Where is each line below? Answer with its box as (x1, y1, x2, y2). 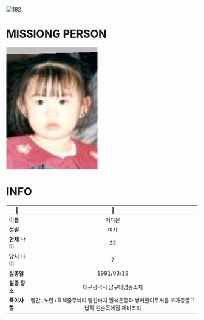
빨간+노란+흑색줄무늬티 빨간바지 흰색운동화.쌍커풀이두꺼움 (30, 297, 169, 304)
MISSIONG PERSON (6, 27, 107, 41)
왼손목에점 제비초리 (95, 304, 141, 311)
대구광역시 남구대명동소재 (83, 283, 143, 290)
